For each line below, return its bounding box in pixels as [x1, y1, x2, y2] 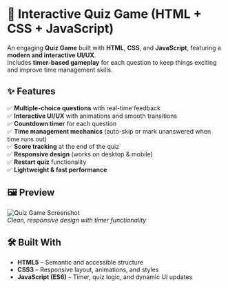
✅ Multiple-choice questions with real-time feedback [7, 103, 160, 112]
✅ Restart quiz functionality [7, 158, 87, 166]
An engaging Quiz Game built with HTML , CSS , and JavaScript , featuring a [7, 43, 222, 52]
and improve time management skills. [7, 65, 113, 74]
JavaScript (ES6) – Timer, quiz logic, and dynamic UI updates [17, 273, 193, 281]
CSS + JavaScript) [7, 21, 114, 37]
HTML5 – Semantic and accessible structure [17, 258, 144, 267]
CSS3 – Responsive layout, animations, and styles [17, 265, 159, 274]
